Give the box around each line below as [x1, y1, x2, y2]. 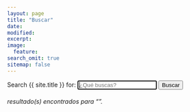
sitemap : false [7, 61, 51, 68]
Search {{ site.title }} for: [7, 80, 77, 89]
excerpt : [7, 36, 32, 43]
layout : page [7, 10, 45, 17]
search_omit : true [7, 55, 60, 62]
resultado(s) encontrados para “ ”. [7, 98, 103, 106]
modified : [7, 29, 36, 36]
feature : [13, 49, 38, 56]
